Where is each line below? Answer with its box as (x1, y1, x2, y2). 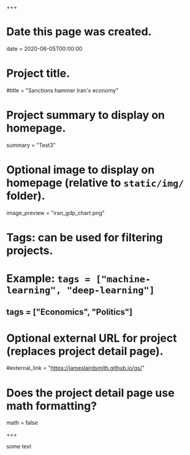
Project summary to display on (6, 108, 165, 122)
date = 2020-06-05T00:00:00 (6, 45, 83, 52)
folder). (6, 189, 45, 203)
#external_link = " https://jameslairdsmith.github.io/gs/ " (6, 364, 145, 372)
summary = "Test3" (6, 141, 56, 149)
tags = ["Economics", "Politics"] (6, 307, 133, 317)
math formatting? (6, 399, 97, 413)
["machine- (96, 274, 151, 285)
